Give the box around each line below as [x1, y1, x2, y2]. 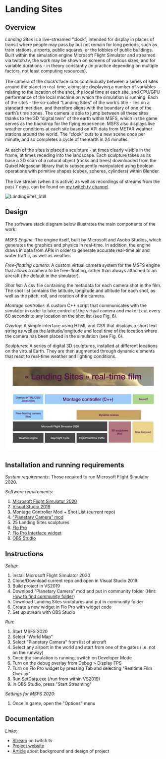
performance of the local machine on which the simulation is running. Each [5, 94, 158, 100]
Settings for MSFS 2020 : [5, 691, 55, 697]
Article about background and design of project [12, 748, 110, 754]
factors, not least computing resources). [5, 68, 88, 74]
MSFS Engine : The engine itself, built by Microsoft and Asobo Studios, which [5, 236, 162, 242]
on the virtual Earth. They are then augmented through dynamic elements [5, 348, 155, 354]
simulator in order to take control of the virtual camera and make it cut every [5, 307, 161, 313]
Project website [12, 743, 45, 749]
